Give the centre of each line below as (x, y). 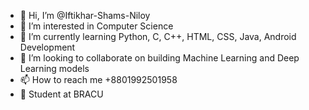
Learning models (54, 68)
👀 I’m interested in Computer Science (96, 26)
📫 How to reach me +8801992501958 (98, 79)
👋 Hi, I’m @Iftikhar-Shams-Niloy (85, 15)
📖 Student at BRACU (61, 94)
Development (47, 47)
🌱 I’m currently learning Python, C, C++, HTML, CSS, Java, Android (158, 36)
